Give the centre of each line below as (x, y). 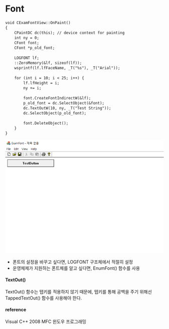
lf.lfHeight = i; (41, 83)
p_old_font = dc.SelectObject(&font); (64, 103)
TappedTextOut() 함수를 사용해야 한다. (44, 298)
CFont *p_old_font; (35, 48)
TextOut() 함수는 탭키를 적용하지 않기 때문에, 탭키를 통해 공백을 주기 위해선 (79, 291)
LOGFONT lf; (27, 58)
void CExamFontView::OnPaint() (38, 23)
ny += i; (32, 88)
